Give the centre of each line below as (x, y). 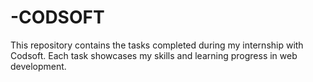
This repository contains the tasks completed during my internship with (157, 45)
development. (38, 66)
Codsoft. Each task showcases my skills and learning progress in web (154, 55)
